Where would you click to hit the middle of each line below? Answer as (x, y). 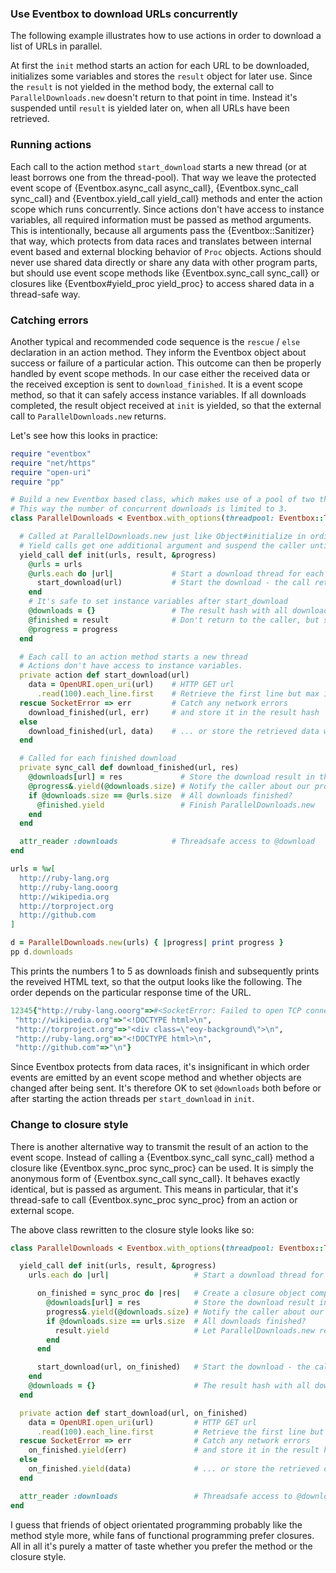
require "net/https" (53, 463)
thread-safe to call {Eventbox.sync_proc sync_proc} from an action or (154, 1199)
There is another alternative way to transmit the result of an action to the (159, 1146)
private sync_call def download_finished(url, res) (129, 768)
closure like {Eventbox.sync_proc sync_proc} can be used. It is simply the (162, 1168)
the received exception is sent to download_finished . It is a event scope (156, 384)
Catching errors (49, 320)
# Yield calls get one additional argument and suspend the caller (163, 545)
